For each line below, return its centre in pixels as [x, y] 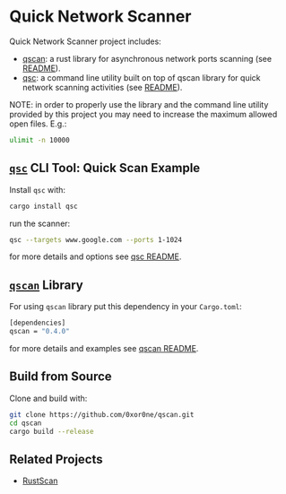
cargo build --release [52, 431]
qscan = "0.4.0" [39, 332]
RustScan [40, 481]
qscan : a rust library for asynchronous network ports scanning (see [147, 58]
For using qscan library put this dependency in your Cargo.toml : [126, 307]
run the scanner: [40, 223]
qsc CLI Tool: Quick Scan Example [105, 168]
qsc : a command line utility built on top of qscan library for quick [142, 77]
